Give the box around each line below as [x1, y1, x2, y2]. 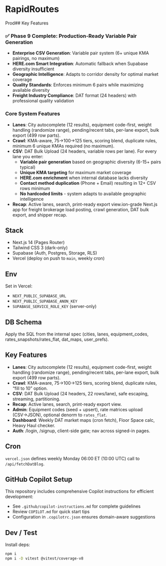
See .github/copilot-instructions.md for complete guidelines [12, 503, 141, 510]
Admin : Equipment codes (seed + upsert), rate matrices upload [12, 406, 143, 412]
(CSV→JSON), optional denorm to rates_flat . [12, 412, 107, 418]
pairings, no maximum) [12, 55, 60, 61]
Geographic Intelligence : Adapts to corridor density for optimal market [12, 71, 159, 77]
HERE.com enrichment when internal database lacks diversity [19, 175, 148, 181]
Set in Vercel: [5, 283, 32, 289]
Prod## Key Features [5, 20, 49, 26]
